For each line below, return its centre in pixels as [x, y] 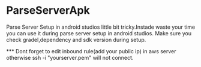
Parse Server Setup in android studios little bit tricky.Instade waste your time [101, 27]
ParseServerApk [48, 10]
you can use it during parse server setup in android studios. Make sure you [99, 33]
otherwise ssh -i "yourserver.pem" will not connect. [70, 57]
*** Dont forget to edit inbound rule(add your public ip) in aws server [91, 51]
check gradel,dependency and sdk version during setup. [76, 39]
